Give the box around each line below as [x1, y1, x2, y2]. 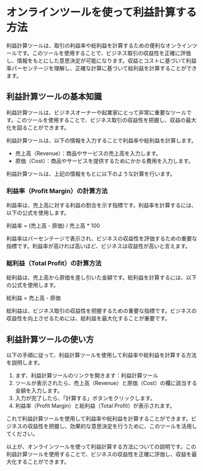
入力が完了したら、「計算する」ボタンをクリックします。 [15, 395, 156, 402]
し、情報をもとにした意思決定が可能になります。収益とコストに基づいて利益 [6, 57, 197, 64]
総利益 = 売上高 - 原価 [6, 294, 61, 301]
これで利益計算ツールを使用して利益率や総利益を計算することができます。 [6, 415, 191, 423]
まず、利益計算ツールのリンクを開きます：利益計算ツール [15, 372, 159, 379]
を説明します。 [6, 359, 44, 366]
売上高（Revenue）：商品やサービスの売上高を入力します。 [15, 150, 162, 157]
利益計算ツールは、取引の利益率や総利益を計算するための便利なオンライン [6, 42, 192, 49]
